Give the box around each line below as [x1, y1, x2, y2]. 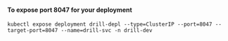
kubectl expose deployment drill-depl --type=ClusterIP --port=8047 [7, 21, 213, 28]
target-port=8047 [7, 27, 58, 34]
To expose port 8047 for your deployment [7, 6, 132, 14]
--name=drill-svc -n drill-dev [61, 27, 153, 34]
